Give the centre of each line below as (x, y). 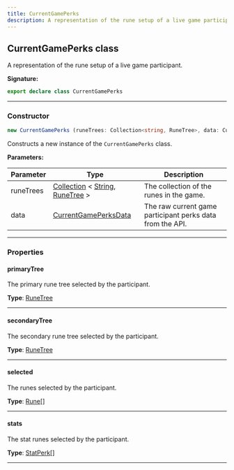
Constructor (29, 116)
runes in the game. (174, 195)
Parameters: (25, 157)
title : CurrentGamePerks (43, 14)
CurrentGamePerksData (92, 215)
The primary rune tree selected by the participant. (79, 284)
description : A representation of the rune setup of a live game (104, 20)
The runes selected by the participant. (62, 388)
